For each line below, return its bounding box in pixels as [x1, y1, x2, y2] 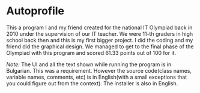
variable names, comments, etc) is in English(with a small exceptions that [6, 73, 187, 80]
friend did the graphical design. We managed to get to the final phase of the [6, 43, 194, 50]
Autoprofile [6, 4, 65, 18]
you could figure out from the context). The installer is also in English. [6, 79, 178, 87]
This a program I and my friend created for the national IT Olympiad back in [6, 24, 193, 31]
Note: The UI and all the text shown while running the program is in [6, 61, 172, 68]
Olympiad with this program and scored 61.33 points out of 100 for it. [6, 49, 176, 56]
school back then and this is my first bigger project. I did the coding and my [6, 36, 193, 44]
